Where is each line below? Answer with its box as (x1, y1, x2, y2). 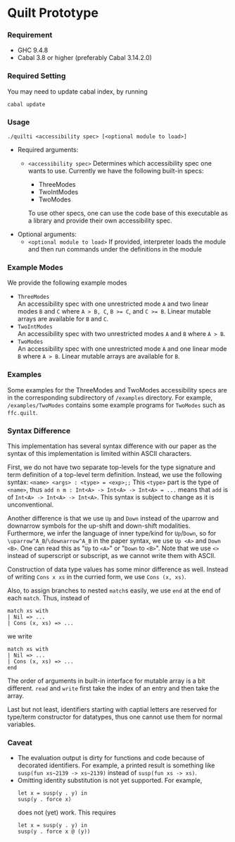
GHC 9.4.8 (17, 46, 49, 54)
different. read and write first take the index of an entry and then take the (7, 683, 220, 692)
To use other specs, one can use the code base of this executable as (27, 209, 229, 218)
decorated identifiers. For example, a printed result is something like (17, 761, 215, 769)
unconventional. (7, 500, 54, 509)
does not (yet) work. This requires (17, 808, 116, 817)
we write (7, 632, 33, 640)
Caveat (7, 738, 33, 748)
